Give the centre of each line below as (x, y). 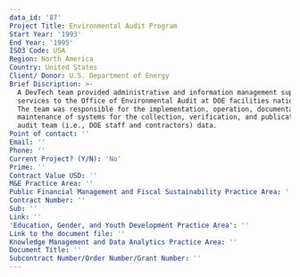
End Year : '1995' (42, 42)
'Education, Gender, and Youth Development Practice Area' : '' (129, 225)
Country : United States (54, 68)
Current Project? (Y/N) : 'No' (66, 159)
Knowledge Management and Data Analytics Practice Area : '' (124, 242)
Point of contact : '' (50, 134)
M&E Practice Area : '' (51, 184)
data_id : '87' (36, 17)
